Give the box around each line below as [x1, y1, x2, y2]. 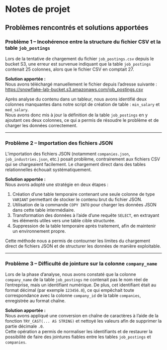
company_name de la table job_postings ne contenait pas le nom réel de [5, 277, 148, 283]
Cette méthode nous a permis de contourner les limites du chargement [5, 238, 150, 244]
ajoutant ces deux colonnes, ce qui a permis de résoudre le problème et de [5, 117, 159, 123]
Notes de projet [5, 3, 71, 15]
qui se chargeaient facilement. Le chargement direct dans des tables [5, 162, 146, 168]
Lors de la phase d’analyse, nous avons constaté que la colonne [5, 271, 136, 277]
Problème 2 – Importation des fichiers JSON [5, 139, 113, 146]
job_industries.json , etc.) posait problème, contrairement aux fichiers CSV [5, 156, 161, 162]
